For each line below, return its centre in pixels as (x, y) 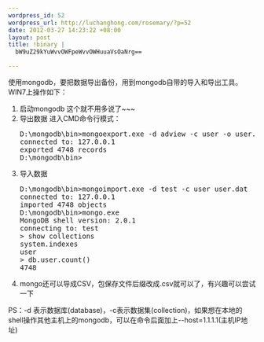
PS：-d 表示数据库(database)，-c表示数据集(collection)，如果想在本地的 (125, 310)
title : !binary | (37, 45)
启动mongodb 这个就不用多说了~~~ (77, 108)
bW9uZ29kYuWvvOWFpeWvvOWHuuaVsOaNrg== (79, 52)
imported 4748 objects (63, 205)
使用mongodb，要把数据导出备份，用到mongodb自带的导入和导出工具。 (125, 82)
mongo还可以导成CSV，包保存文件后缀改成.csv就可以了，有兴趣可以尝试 (137, 283)
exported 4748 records (63, 150)
